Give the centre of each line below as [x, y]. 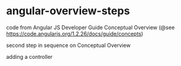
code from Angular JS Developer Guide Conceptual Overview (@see [90, 27]
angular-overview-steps [68, 11]
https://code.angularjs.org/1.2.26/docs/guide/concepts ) [75, 33]
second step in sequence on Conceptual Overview [68, 45]
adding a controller [29, 56]
